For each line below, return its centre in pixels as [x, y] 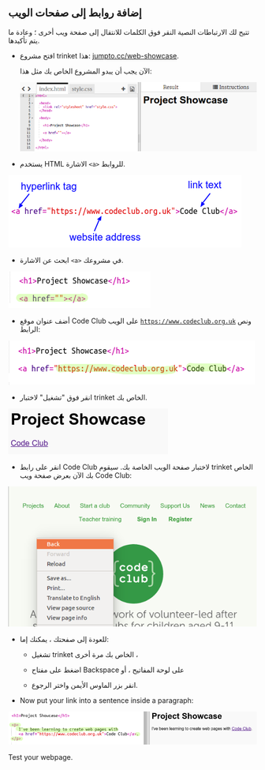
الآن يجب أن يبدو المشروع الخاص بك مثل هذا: [86, 71]
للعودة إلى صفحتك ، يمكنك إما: [64, 639]
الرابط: [30, 329]
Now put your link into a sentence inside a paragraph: [106, 700]
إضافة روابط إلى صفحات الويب [75, 13]
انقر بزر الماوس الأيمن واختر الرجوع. [84, 685]
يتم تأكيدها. [24, 40]
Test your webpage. [41, 757]
